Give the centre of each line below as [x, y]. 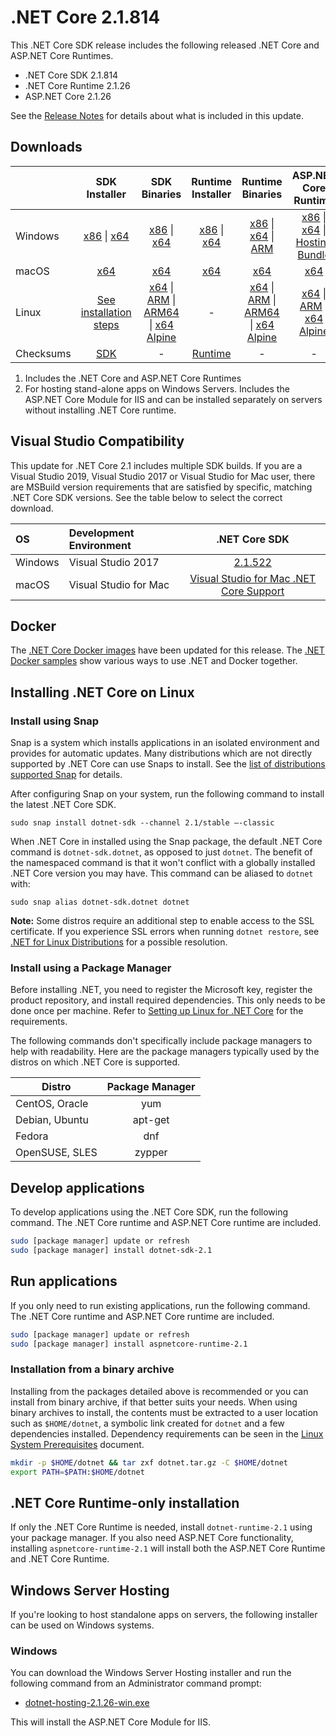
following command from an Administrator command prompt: [136, 1683]
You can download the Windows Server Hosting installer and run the [151, 1673]
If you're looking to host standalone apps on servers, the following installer [164, 1615]
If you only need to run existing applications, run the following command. [160, 1305]
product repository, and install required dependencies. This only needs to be [168, 1000]
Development [101, 533]
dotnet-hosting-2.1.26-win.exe [87, 1703]
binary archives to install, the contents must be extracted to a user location [164, 1412]
